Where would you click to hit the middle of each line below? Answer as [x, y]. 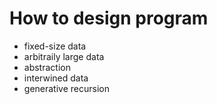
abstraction [47, 67]
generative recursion [66, 88]
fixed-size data [55, 46]
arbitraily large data [64, 56]
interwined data [56, 78]
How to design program [109, 18]
